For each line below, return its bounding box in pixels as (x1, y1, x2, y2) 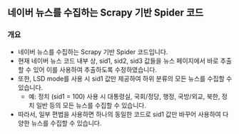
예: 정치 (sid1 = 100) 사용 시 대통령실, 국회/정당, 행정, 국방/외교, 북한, (28, 92, 220, 100)
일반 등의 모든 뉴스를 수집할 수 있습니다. (36, 100, 147, 109)
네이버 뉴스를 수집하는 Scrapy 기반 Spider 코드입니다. (17, 47, 168, 56)
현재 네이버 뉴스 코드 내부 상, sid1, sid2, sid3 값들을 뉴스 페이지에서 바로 (17, 56, 219, 65)
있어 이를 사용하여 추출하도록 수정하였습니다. (33, 65, 157, 73)
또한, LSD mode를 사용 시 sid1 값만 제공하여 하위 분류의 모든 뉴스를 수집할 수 (17, 74, 233, 83)
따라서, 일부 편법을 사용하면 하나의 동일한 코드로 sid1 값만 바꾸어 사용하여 (17, 110, 221, 118)
